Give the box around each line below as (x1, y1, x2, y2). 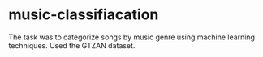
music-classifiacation (8, 6, 159, 24)
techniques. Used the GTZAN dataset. (8, 40, 136, 50)
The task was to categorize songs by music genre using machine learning (8, 32, 256, 42)
